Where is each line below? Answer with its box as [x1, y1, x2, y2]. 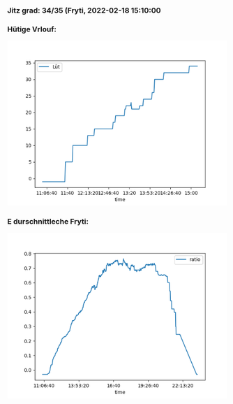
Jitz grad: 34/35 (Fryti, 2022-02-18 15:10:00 [7, 6, 161, 15]
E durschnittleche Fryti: [7, 217, 89, 226]
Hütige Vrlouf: [7, 24, 57, 34]
